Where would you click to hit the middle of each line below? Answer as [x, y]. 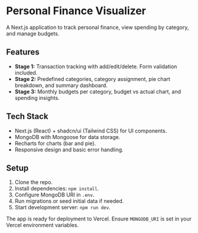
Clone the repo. [34, 182]
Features [23, 52]
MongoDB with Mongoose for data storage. [67, 137]
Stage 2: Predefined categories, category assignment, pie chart [92, 79]
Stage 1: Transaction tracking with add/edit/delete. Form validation [96, 66]
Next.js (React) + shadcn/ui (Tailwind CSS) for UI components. [91, 131]
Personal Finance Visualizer [76, 11]
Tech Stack [27, 117]
